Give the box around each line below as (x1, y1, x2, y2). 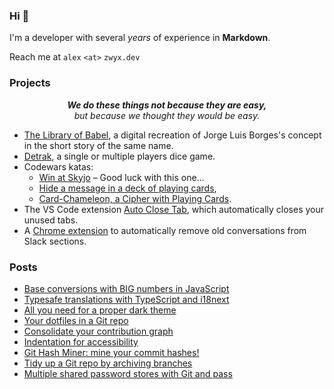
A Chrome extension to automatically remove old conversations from (23, 224, 307, 236)
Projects (9, 76, 51, 90)
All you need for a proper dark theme (23, 304, 177, 316)
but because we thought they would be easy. (73, 109, 261, 121)
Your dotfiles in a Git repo (23, 314, 129, 326)
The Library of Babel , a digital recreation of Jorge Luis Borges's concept (23, 129, 322, 141)
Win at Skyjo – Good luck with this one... (38, 171, 205, 183)
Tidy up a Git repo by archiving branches (23, 357, 193, 369)
